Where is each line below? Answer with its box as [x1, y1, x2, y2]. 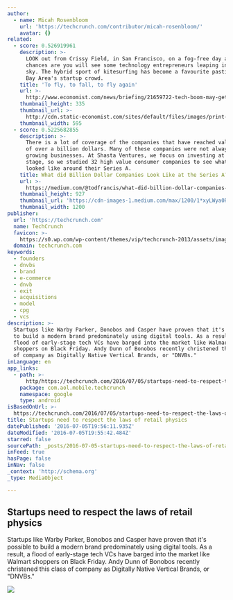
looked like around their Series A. [25, 164, 132, 172]
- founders [13, 255, 45, 262]
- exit [13, 287, 33, 295]
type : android [19, 397, 60, 404]
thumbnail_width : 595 [19, 119, 82, 127]
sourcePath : [7, 442, 42, 449]
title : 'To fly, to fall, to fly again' [19, 81, 138, 88]
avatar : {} [19, 29, 51, 37]
